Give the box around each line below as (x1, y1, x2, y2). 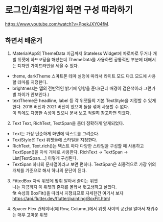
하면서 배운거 (5, 36, 43, 45)
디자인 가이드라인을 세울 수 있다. (17, 62, 79, 69)
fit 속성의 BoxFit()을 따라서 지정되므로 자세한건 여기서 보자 (12, 190, 124, 196)
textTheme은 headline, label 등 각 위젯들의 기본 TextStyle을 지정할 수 (12, 98, 147, 103)
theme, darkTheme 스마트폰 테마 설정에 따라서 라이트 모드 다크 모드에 (12, 73, 147, 79)
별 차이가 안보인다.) (12, 91, 49, 97)
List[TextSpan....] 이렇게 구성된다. (12, 155, 78, 161)
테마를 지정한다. (17, 79, 48, 85)
